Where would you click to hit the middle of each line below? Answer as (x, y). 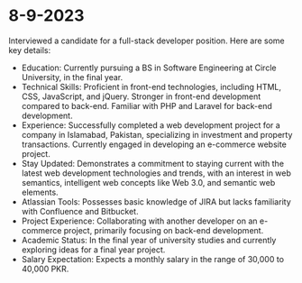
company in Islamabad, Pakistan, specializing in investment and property (157, 134)
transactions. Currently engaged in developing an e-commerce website (154, 144)
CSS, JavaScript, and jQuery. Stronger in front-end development (141, 96)
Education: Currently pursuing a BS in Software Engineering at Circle (149, 68)
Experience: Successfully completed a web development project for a (151, 125)
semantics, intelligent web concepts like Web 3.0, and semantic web (148, 182)
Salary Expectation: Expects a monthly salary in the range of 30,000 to (153, 259)
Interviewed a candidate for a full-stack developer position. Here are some (146, 41)
